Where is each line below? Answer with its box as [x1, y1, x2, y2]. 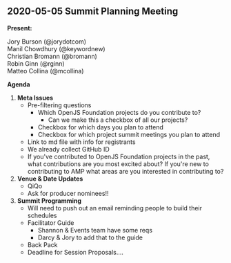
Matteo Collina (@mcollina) [7, 66, 84, 75]
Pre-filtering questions [27, 100, 92, 109]
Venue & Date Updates [17, 174, 83, 183]
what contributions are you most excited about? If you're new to [27, 159, 209, 168]
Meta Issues [17, 93, 54, 102]
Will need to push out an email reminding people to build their [27, 203, 202, 212]
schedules [27, 211, 57, 219]
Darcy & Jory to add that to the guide [37, 233, 143, 242]
